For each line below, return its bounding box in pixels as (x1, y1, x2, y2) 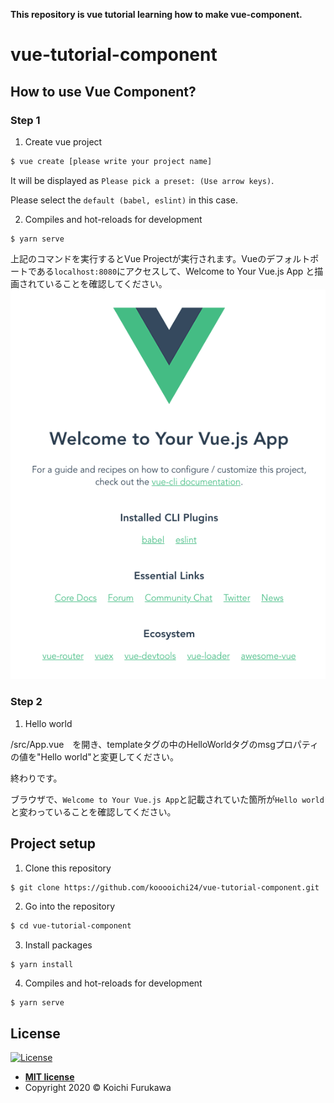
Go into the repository (24, 900, 116, 913)
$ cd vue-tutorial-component (10, 921, 132, 931)
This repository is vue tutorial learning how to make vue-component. (10, 9, 303, 20)
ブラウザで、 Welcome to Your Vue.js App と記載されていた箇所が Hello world (10, 793, 325, 805)
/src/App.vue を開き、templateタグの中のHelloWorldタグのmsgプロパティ (10, 738, 319, 750)
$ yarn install (10, 960, 74, 970)
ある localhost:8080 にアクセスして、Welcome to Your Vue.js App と (36, 265, 315, 277)
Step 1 (10, 113, 41, 127)
